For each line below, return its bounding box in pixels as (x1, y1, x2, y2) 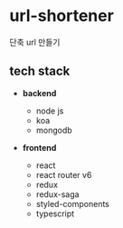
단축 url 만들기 (9, 36, 61, 47)
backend (22, 87, 57, 98)
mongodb (35, 124, 72, 135)
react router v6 (35, 169, 92, 180)
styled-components (35, 198, 110, 209)
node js (35, 105, 64, 116)
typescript (35, 208, 75, 219)
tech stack (9, 64, 71, 79)
